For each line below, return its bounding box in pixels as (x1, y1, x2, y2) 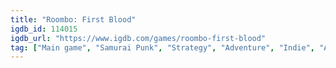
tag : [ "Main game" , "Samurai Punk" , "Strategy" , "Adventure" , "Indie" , (10, 42, 315, 53)
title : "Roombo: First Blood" (10, 14, 137, 25)
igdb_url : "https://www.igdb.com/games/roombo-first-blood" (10, 33, 267, 43)
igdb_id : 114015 (10, 24, 78, 34)
